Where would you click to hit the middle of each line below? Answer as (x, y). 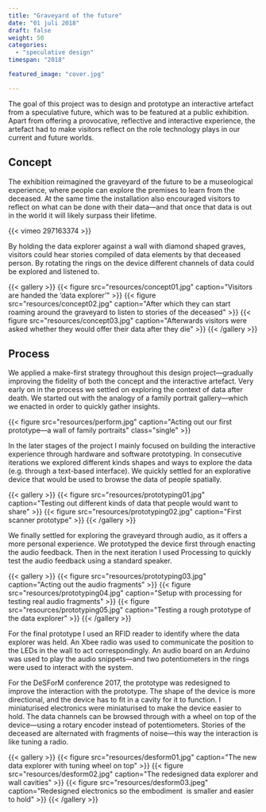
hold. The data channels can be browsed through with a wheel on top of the (132, 717)
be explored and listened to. (54, 271)
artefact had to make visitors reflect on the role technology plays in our (124, 129)
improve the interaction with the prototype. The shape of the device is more (132, 691)
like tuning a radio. (39, 742)
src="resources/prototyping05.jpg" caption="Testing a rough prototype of (130, 610)
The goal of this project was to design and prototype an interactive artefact (131, 103)
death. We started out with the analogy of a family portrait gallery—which (128, 398)
